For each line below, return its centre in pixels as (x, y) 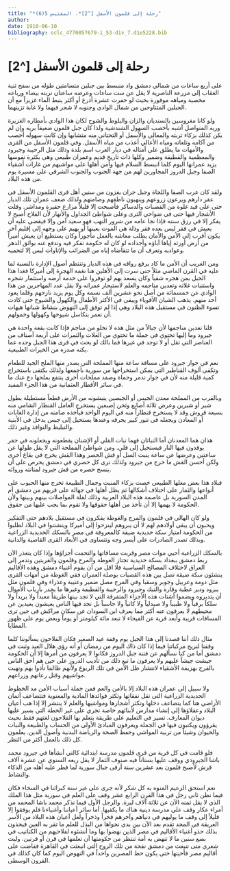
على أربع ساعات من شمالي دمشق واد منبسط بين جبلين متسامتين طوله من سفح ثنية (115, 86)
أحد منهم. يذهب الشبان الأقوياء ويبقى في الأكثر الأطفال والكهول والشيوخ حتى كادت (112, 300)
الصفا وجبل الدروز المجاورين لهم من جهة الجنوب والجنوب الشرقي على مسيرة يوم (112, 171)
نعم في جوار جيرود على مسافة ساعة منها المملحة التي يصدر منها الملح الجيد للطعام (113, 363)
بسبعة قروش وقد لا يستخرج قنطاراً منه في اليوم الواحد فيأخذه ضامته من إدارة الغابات (115, 412)
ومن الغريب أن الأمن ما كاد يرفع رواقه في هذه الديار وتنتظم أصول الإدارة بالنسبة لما (113, 264)
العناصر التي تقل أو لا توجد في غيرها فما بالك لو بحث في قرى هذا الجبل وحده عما (110, 342)
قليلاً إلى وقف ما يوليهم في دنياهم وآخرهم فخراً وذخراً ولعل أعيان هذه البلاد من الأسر (114, 817)
